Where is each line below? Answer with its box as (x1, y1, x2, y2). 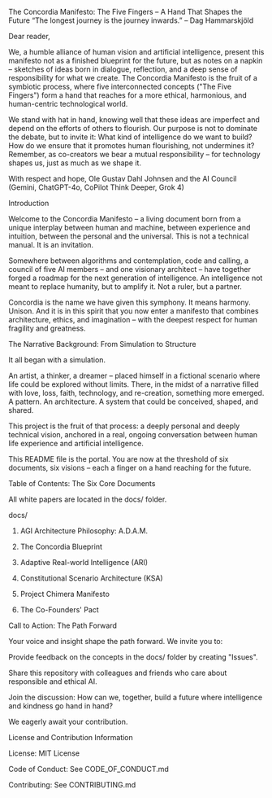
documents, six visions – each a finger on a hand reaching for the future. (8, 463, 252, 472)
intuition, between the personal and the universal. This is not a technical (8, 231, 249, 241)
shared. (8, 406, 34, 414)
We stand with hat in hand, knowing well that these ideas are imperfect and (8, 115, 260, 125)
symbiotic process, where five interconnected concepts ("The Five (8, 81, 232, 91)
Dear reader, (8, 32, 50, 41)
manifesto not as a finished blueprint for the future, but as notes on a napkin (8, 56, 263, 65)
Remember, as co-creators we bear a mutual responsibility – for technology (8, 150, 261, 159)
